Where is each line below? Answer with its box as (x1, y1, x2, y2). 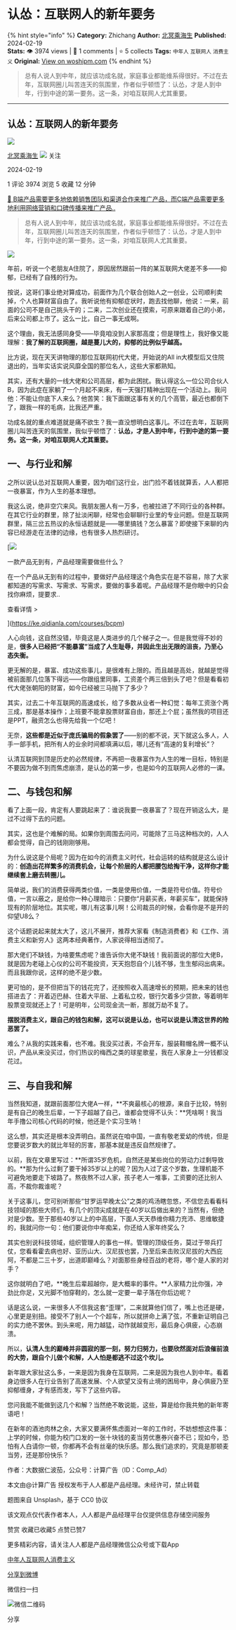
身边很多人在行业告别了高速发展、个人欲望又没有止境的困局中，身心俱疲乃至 (7, 1377, 229, 1385)
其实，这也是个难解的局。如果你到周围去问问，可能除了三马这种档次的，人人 (7, 830, 229, 838)
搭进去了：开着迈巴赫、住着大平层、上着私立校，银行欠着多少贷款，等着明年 (7, 992, 229, 1000)
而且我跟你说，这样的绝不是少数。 (7, 968, 106, 977)
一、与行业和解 (7, 458, 72, 470)
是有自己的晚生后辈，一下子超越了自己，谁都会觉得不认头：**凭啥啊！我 (7, 1108, 217, 1117)
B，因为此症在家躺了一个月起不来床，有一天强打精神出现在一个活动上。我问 (7, 385, 227, 393)
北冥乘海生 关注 (7, 151, 61, 159)
